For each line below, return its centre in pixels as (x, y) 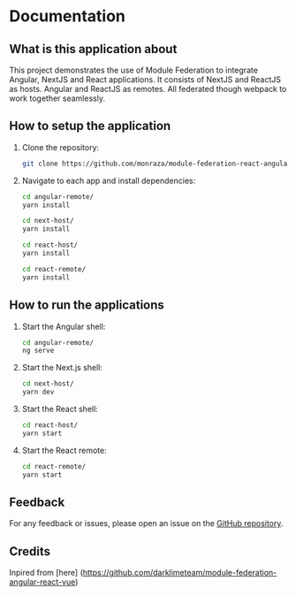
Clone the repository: (61, 147)
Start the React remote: (65, 450)
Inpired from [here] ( (46, 573)
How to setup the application (90, 126)
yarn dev (38, 392)
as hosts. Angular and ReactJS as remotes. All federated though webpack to (148, 89)
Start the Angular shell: (64, 326)
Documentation (68, 16)
